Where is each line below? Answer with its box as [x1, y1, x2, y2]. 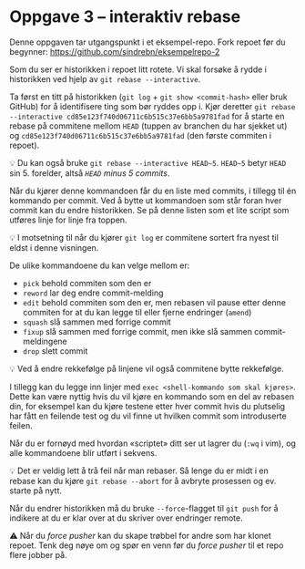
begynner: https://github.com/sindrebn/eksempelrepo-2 [9, 46, 220, 57]
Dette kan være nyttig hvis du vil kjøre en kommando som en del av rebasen [9, 390, 294, 402]
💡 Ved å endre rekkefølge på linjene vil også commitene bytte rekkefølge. [9, 363, 284, 374]
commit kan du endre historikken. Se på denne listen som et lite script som [9, 204, 290, 215]
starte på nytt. [9, 485, 62, 496]
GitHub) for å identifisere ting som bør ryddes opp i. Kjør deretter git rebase [9, 100, 296, 111]
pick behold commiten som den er [22, 277, 152, 288]
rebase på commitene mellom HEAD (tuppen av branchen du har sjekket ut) [9, 120, 288, 131]
